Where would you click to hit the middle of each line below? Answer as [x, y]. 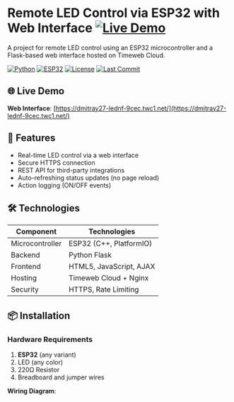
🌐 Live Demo [36, 91]
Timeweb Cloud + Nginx [109, 278]
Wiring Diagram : [32, 391]
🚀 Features [31, 138]
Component [36, 231]
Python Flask [90, 255]
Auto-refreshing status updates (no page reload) [88, 178]
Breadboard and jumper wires [61, 377]
